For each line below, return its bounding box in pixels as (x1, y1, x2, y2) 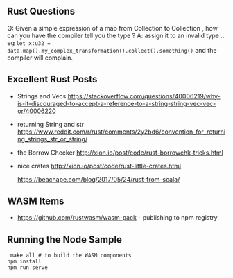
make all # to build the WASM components (10, 252, 132, 259)
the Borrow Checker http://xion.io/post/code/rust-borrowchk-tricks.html (17, 148, 223, 157)
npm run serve (7, 264, 49, 271)
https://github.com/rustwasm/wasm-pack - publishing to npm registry (17, 214, 218, 222)
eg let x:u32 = (7, 38, 51, 47)
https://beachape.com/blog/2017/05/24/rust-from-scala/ (17, 175, 180, 183)
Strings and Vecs (17, 92, 67, 100)
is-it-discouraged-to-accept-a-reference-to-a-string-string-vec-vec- (17, 99, 216, 107)
